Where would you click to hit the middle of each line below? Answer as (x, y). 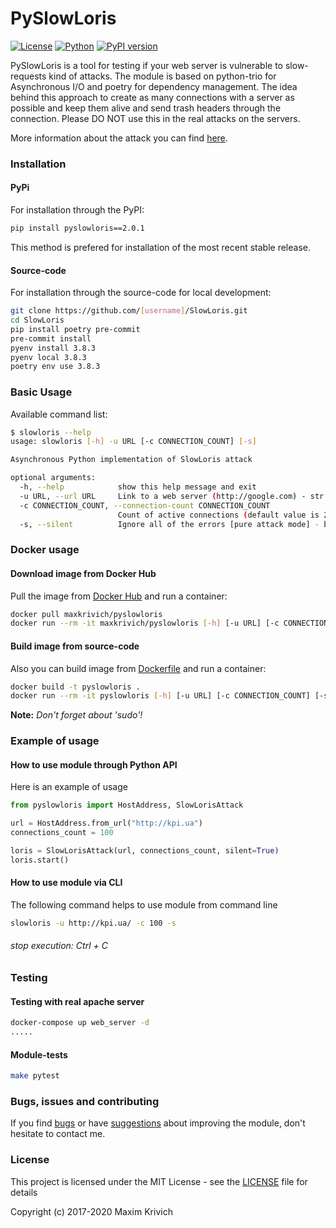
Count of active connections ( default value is (218, 515)
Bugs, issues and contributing (85, 1101)
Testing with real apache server (77, 1001)
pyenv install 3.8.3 (53, 348)
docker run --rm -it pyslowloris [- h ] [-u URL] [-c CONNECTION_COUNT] (160, 696)
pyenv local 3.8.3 (48, 357)
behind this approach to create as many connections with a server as (152, 97)
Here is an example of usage (69, 787)
